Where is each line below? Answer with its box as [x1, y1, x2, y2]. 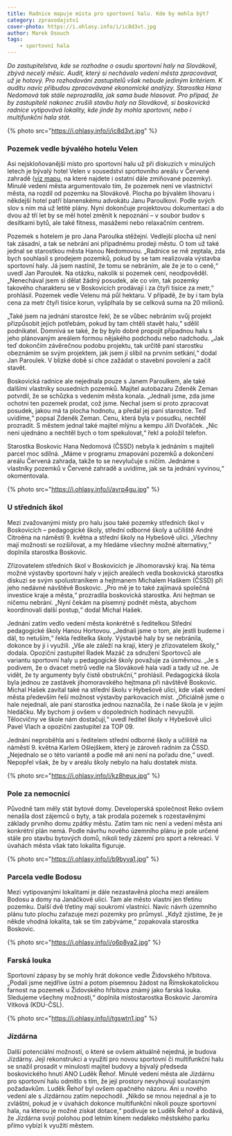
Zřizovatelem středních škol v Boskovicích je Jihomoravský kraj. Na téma [7, 561, 215, 569]
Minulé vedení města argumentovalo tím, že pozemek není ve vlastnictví [7, 182, 213, 190]
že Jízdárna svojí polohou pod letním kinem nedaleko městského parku [7, 1114, 210, 1122]
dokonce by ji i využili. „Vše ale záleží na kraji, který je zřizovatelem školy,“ [7, 641, 220, 649]
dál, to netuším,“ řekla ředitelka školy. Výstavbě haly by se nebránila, [7, 633, 203, 642]
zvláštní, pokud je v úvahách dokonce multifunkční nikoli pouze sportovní [7, 1099, 217, 1108]
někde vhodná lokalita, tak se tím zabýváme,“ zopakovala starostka [7, 917, 199, 926]
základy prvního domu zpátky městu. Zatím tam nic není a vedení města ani [7, 819, 223, 827]
